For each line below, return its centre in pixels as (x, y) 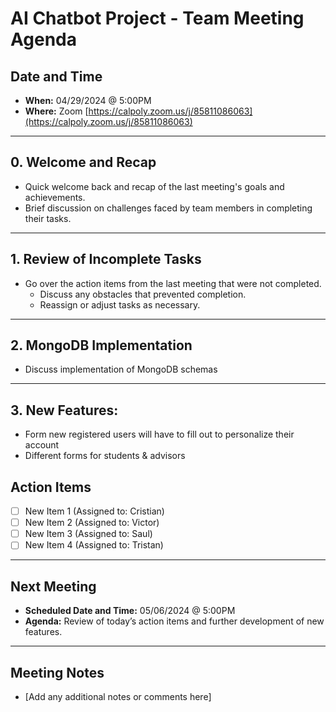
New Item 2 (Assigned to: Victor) (92, 523)
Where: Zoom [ (56, 111)
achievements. (55, 197)
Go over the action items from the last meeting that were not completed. (173, 283)
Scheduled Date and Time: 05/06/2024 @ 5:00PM (130, 611)
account (42, 445)
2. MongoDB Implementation (101, 345)
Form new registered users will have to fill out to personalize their (159, 434)
